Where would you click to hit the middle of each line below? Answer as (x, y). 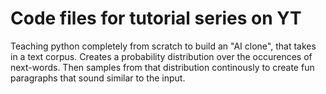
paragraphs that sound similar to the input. (98, 78)
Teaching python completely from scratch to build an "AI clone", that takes (163, 46)
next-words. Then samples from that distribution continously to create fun (162, 67)
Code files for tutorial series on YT (156, 18)
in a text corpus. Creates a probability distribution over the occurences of (161, 56)
